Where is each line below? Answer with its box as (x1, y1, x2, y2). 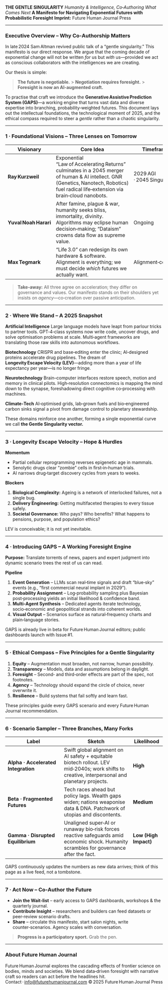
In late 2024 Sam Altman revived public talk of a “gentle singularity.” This (5, 44, 154, 50)
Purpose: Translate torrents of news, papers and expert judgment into (5, 555, 150, 561)
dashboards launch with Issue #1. (5, 632, 73, 638)
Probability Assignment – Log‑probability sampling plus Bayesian (12, 590, 148, 596)
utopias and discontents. (64, 811, 122, 818)
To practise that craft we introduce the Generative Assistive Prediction (5, 94, 152, 100)
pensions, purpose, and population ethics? (12, 516, 100, 522)
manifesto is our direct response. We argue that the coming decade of (5, 49, 150, 55)
